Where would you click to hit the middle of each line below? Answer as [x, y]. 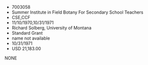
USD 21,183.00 [26, 49]
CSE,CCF [21, 17]
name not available [31, 38]
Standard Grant [27, 33]
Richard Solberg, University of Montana [51, 28]
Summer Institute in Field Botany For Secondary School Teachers [77, 12]
